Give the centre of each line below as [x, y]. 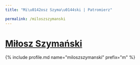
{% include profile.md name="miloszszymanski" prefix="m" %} [70, 57]
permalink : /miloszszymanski [35, 19]
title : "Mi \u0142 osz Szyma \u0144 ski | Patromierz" [59, 10]
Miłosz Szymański [44, 43]
